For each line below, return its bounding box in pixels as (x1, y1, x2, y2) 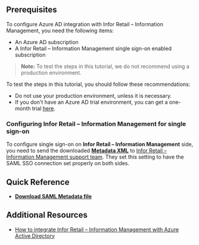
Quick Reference (6, 177, 70, 187)
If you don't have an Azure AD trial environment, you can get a (14, 98, 168, 106)
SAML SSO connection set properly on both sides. (6, 160, 130, 167)
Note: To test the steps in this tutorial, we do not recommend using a (20, 63, 189, 70)
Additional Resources (6, 210, 88, 220)
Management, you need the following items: (6, 27, 114, 34)
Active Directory (14, 232, 55, 239)
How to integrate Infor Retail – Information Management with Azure (14, 226, 179, 233)
